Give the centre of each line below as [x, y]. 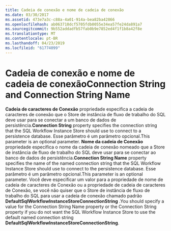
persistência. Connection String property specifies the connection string [81, 125]
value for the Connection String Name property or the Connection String [81, 207]
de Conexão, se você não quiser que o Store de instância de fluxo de [78, 190]
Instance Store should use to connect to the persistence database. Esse [81, 168]
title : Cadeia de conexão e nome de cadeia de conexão [65, 10]
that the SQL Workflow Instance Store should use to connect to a [73, 131]
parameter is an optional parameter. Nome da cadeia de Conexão [74, 141]
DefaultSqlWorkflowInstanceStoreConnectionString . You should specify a [85, 201]
